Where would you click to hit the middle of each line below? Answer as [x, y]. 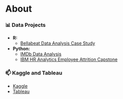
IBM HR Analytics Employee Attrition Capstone [69, 59]
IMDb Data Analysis [41, 54]
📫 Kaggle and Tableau [34, 73]
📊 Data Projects [25, 25]
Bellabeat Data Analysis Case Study [58, 43]
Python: [21, 49]
